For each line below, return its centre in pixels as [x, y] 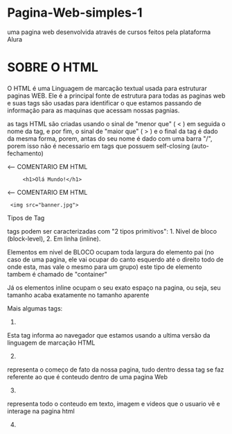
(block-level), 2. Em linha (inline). [54, 239]
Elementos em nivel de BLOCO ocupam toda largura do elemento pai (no [111, 252]
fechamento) [25, 153]
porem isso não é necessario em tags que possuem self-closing [99, 146]
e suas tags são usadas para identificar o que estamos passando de [105, 103]
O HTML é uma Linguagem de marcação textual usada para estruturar [107, 89]
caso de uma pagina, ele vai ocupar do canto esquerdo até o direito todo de [115, 260]
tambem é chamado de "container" [57, 275]
